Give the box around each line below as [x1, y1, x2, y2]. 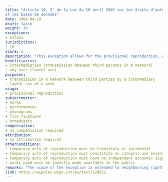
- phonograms [5, 109, 32, 115]
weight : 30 [5, 26, 28, 31]
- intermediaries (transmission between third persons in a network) [5, 63, 153, 68]
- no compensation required [5, 128, 64, 133]
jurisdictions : [5, 40, 37, 45]
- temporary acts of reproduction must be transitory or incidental [5, 147, 151, 152]
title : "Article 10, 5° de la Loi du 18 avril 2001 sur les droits [5, 7, 149, 12]
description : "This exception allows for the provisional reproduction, [5, 53, 160, 59]
